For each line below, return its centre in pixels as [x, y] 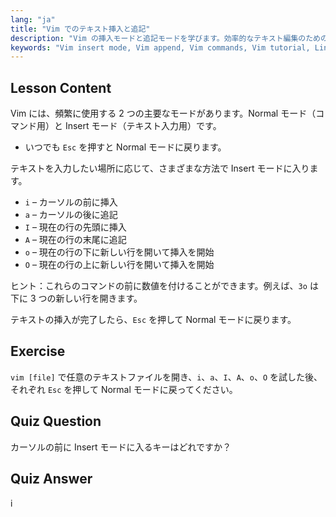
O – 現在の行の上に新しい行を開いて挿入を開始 [119, 265]
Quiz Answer [51, 479]
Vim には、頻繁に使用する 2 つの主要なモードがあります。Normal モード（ [163, 113]
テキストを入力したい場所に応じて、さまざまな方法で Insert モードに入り [160, 168]
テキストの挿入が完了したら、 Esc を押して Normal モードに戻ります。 [153, 320]
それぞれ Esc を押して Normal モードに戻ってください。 [124, 389]
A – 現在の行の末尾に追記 [75, 240]
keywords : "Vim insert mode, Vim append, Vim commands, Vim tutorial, [160, 47]
